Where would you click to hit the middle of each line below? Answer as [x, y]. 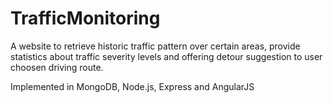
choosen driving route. [57, 67]
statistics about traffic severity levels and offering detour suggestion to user [166, 56]
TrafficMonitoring [85, 18]
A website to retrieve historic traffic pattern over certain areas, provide [155, 46]
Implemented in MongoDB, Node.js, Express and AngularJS [132, 86]
